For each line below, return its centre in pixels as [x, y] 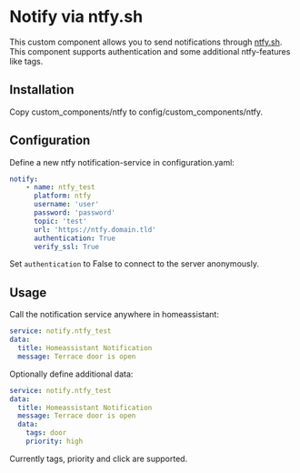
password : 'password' [75, 213]
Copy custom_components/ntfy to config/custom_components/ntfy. [136, 112]
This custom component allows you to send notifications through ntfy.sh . [146, 42]
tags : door [46, 433]
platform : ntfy [62, 196]
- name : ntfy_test [60, 187]
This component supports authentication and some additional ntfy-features [150, 51]
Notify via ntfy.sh [76, 17]
